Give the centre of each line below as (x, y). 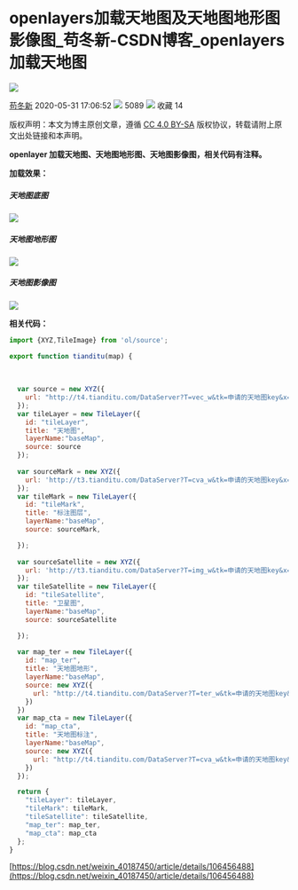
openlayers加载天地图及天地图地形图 (145, 18)
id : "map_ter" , (53, 661)
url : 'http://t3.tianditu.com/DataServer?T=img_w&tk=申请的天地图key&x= (158, 570)
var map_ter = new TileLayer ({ (75, 652)
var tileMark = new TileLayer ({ (77, 496)
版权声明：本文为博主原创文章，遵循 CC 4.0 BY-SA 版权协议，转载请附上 (142, 124)
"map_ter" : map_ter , (63, 825)
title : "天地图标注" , (62, 735)
